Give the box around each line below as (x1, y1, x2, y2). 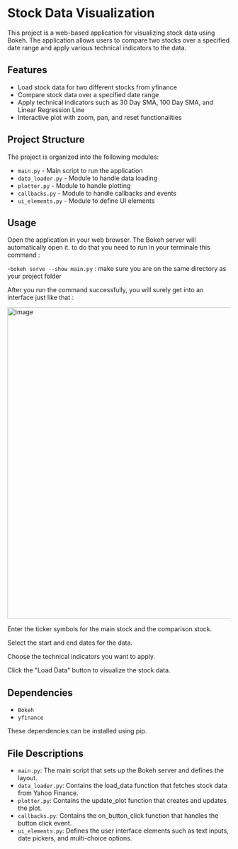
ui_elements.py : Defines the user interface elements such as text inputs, (17, 826, 229, 835)
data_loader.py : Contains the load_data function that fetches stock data (17, 782, 228, 789)
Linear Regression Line (17, 105, 85, 114)
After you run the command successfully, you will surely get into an (7, 286, 204, 294)
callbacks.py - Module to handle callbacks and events (17, 189, 177, 197)
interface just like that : (7, 293, 74, 302)
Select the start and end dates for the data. (7, 638, 133, 647)
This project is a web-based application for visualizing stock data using (7, 28, 215, 37)
